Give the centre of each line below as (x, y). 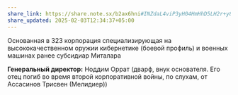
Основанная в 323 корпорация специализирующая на (90, 40)
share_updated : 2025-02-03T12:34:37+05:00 (71, 20)
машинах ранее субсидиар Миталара (64, 55)
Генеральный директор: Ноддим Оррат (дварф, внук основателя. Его (114, 69)
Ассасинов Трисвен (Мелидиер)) (57, 84)
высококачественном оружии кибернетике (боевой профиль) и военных (118, 48)
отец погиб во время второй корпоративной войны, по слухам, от (107, 76)
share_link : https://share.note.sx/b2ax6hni (74, 14)
